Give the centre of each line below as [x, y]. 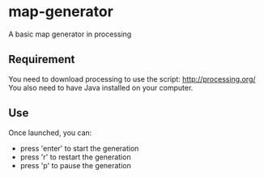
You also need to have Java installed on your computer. [101, 87]
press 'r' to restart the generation [75, 157]
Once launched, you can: [50, 133]
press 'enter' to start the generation [79, 148]
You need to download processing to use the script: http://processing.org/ [132, 78]
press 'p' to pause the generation [76, 165]
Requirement [42, 59]
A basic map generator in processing [70, 34]
